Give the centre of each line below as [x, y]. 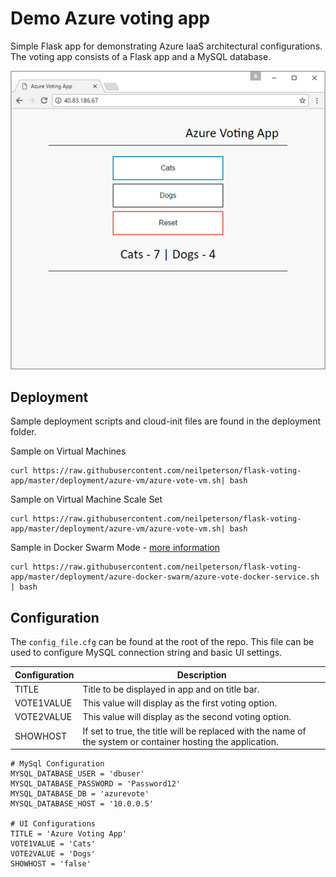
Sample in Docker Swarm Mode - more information [115, 548]
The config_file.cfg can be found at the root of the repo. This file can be [162, 642]
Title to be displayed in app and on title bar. [171, 689]
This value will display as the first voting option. [179, 703]
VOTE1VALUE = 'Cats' [53, 844]
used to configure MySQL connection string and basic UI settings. [146, 653]
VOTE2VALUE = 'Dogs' [53, 854]
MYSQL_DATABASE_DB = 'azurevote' [80, 794]
